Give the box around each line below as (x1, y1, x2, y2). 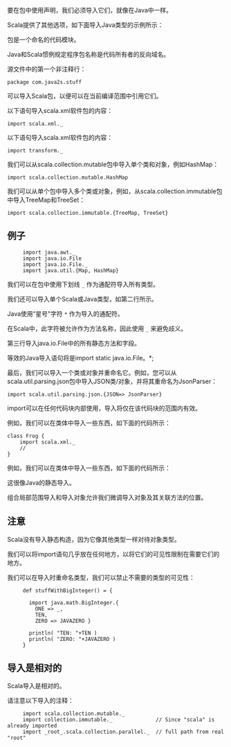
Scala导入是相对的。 (7, 682, 66, 690)
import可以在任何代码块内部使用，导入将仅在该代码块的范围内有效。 (7, 404, 202, 412)
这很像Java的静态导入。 (7, 478, 76, 486)
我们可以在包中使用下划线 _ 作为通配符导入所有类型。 (7, 280, 160, 288)
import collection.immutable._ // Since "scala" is (22, 717, 215, 723)
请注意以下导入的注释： (7, 696, 74, 705)
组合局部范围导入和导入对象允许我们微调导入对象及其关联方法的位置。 (7, 493, 207, 501)
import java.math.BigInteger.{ (28, 599, 119, 606)
